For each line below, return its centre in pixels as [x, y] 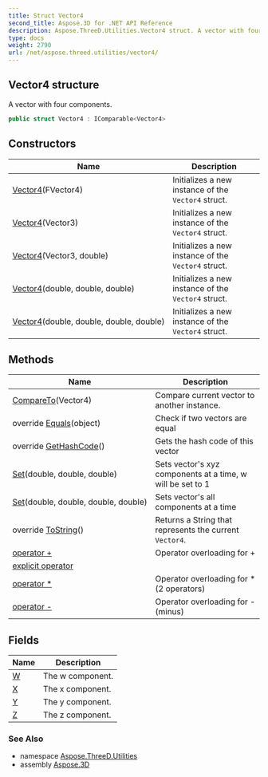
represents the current [197, 530]
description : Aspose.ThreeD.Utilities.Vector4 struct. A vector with [126, 30]
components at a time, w [201, 474]
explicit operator [43, 566]
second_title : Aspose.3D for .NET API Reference [91, 23]
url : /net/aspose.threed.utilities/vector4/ [83, 53]
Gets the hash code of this [204, 441]
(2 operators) [180, 589]
